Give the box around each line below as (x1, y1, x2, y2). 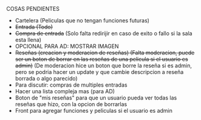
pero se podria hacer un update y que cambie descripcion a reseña (15, 68, 184, 75)
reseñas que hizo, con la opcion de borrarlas (15, 101, 128, 108)
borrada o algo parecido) (15, 75, 78, 82)
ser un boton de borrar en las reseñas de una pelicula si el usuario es (15, 56, 188, 62)
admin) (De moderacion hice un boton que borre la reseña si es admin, (15, 62, 192, 69)
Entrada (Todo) (15, 24, 53, 30)
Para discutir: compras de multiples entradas (15, 81, 128, 88)
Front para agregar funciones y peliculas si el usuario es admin (15, 107, 173, 114)
